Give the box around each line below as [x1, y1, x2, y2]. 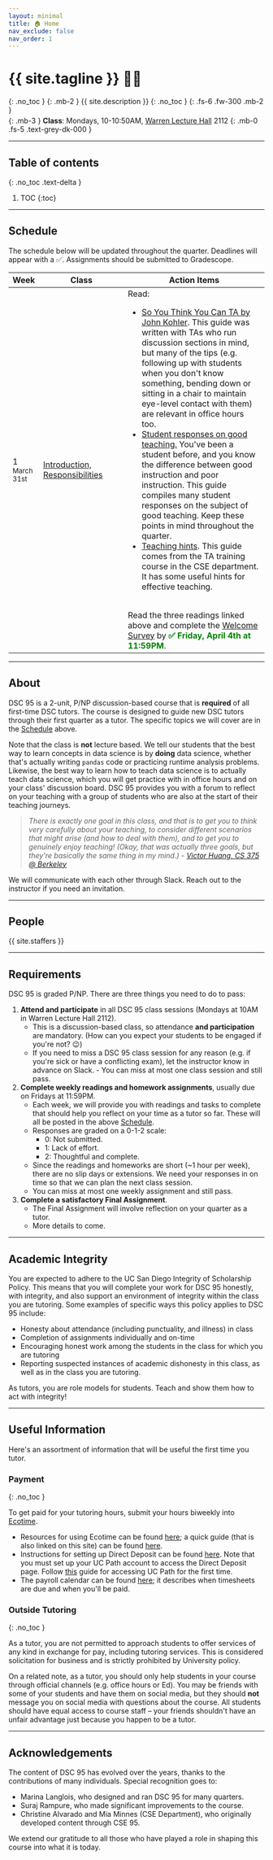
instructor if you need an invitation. [8, 884, 126, 893]
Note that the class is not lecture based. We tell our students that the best [8, 740, 256, 749]
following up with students [141, 357, 242, 369]
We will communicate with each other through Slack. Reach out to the [8, 875, 242, 884]
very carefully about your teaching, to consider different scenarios [28, 824, 252, 834]
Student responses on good [141, 428, 248, 439]
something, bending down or [141, 378, 252, 389]
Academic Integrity [8, 1252, 108, 1266]
